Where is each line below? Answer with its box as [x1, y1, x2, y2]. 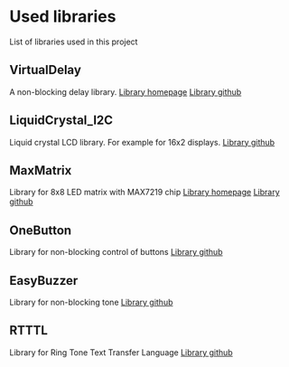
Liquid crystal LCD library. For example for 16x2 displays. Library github [9, 136, 275, 147]
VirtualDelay [9, 62, 81, 78]
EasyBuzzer [9, 273, 79, 288]
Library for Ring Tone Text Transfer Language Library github [9, 346, 233, 358]
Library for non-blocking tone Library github [9, 296, 173, 307]
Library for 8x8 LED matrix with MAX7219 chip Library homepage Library [9, 187, 280, 198]
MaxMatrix [9, 163, 72, 178]
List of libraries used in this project [9, 36, 138, 47]
